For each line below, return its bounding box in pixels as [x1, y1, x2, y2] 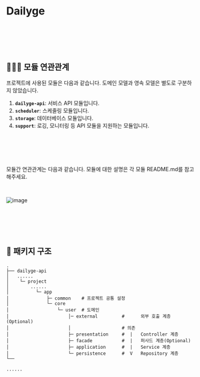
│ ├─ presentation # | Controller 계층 [6, 331, 179, 337]
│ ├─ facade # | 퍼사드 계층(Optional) [6, 337, 191, 343]
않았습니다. [12, 86, 39, 94]
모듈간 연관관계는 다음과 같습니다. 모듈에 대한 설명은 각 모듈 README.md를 [6, 165, 183, 172]
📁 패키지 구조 [6, 246, 52, 256]
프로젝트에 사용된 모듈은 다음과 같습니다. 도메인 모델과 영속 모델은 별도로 [6, 79, 176, 86]
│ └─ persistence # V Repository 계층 [6, 350, 179, 357]
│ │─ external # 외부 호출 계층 [6, 313, 171, 319]
